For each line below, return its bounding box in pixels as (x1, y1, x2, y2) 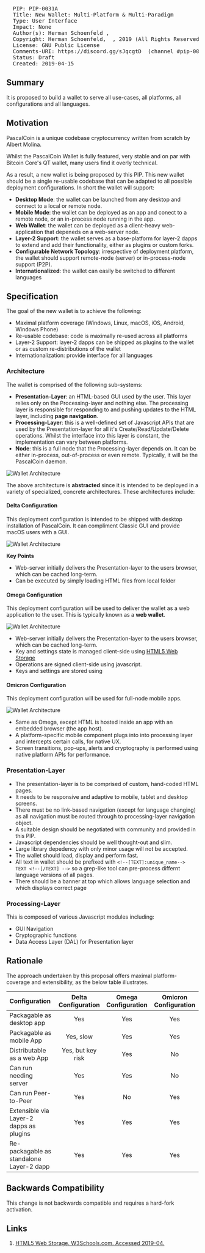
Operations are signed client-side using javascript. (15, 661, 142, 668)
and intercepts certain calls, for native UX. (15, 738, 121, 745)
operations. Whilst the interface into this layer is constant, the (15, 432, 170, 439)
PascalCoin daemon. (15, 458, 68, 465)
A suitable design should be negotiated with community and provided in (15, 825, 196, 833)
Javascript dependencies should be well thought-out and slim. (15, 839, 173, 846)
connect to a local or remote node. (15, 202, 103, 210)
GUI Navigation (15, 925, 54, 932)
